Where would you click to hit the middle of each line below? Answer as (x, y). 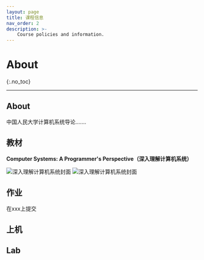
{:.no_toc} (19, 82)
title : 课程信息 (25, 18)
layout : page (23, 12)
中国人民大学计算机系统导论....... (46, 122)
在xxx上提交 (21, 208)
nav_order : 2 (23, 23)
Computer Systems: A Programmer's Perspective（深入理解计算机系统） (99, 158)
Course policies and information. (61, 35)
